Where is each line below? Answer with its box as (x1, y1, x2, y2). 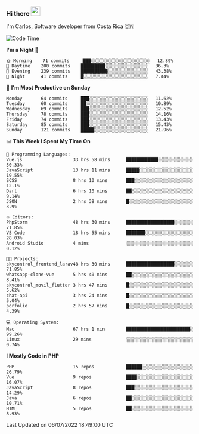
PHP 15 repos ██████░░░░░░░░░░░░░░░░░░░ (6, 364, 194, 370)
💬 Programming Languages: (6, 152, 70, 158)
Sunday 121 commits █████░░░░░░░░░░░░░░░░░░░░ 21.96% (6, 127, 172, 133)
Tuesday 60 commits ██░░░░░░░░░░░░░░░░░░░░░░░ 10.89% (6, 101, 172, 107)
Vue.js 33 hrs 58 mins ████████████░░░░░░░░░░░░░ (6, 157, 194, 163)
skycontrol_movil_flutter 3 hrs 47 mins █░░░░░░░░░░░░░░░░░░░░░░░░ (6, 282, 194, 288)
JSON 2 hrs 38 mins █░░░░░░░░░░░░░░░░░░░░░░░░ (6, 199, 194, 205)
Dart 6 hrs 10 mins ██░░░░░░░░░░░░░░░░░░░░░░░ (6, 188, 194, 194)
